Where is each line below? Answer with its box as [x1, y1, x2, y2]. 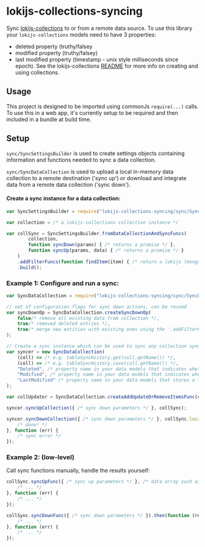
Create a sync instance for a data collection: [6, 195, 121, 202]
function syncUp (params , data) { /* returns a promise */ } [28, 247, 184, 254]
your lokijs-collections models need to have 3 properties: [6, 31, 157, 38]
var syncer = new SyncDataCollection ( [6, 349, 105, 355]
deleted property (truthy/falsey [15, 43, 93, 50]
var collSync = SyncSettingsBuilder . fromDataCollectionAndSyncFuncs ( [6, 230, 187, 236]
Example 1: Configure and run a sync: [6, 279, 119, 288]
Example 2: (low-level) [6, 453, 75, 462]
